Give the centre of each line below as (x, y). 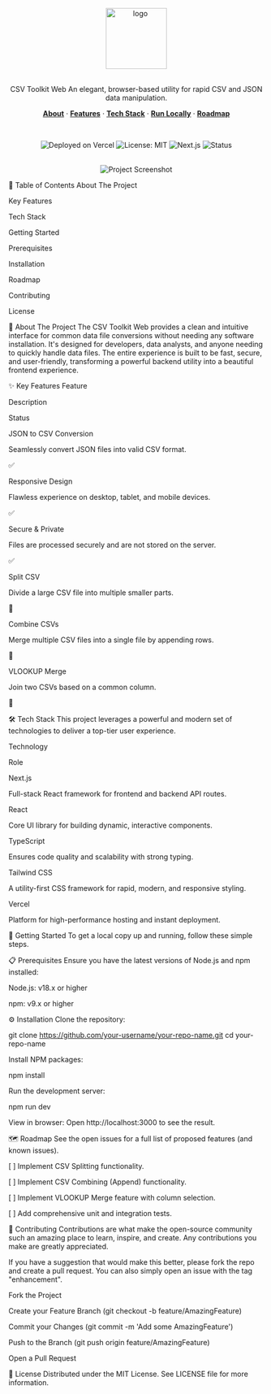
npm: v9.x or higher (41, 1003)
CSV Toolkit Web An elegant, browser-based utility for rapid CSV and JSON (136, 89)
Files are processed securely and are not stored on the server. (112, 545)
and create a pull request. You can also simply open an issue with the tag (131, 1271)
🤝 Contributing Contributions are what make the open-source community (131, 1229)
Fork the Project (35, 1295)
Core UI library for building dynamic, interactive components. (110, 825)
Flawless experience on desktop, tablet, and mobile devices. (110, 497)
